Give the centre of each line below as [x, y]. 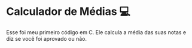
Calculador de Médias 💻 [68, 12]
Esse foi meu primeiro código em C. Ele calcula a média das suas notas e [96, 32]
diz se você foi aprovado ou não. [47, 38]
